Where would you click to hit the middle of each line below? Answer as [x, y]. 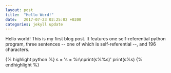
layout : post [19, 10]
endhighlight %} [22, 65]
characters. [17, 50]
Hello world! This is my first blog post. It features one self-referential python [85, 39]
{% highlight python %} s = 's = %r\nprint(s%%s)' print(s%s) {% [74, 60]
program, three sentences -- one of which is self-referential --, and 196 [81, 44]
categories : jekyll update [34, 24]
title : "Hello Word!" [30, 15]
